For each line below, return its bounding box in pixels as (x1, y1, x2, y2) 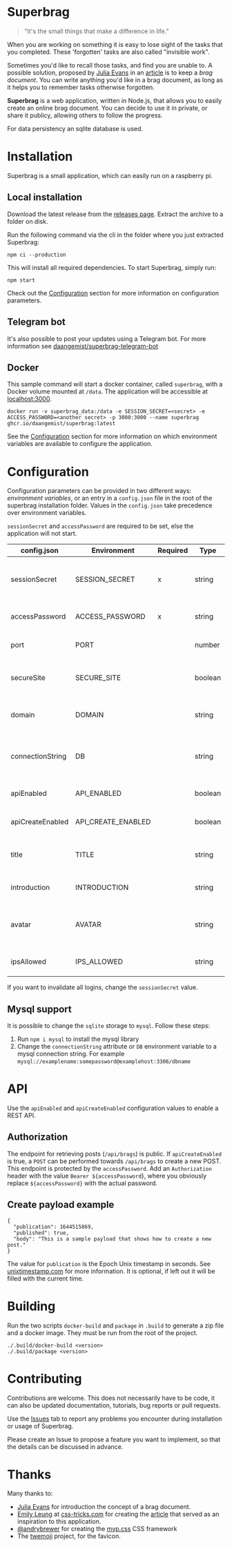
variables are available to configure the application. (7, 440, 153, 448)
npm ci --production (7, 251, 67, 258)
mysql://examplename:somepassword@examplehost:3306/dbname (17, 1058, 191, 1065)
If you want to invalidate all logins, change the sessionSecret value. (7, 983, 198, 991)
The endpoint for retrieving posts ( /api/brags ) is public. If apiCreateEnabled (7, 1149, 222, 1158)
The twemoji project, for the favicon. (17, 1532, 121, 1540)
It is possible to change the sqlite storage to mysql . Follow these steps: (7, 1022, 211, 1030)
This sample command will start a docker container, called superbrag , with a (7, 380, 223, 389)
